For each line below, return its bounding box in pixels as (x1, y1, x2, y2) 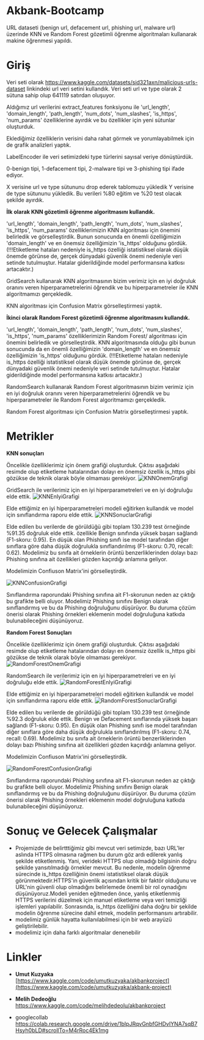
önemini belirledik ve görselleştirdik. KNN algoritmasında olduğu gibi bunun (6, 339, 196, 346)
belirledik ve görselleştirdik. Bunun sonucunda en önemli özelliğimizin (6, 233, 181, 240)
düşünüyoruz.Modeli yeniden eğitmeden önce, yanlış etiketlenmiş (15, 890, 181, 897)
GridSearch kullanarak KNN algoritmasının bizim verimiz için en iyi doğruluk (6, 277, 197, 284)
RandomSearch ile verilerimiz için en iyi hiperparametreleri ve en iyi (6, 672, 176, 679)
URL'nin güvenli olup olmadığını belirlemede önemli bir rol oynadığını (15, 883, 188, 890)
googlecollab (15, 1013, 48, 1021)
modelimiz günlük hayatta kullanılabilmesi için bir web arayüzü (15, 915, 172, 923)
